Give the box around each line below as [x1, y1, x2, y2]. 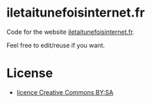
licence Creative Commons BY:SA [16, 88, 114, 96]
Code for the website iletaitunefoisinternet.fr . [6, 28, 135, 36]
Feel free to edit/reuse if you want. [6, 41, 105, 49]
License [6, 66, 53, 81]
